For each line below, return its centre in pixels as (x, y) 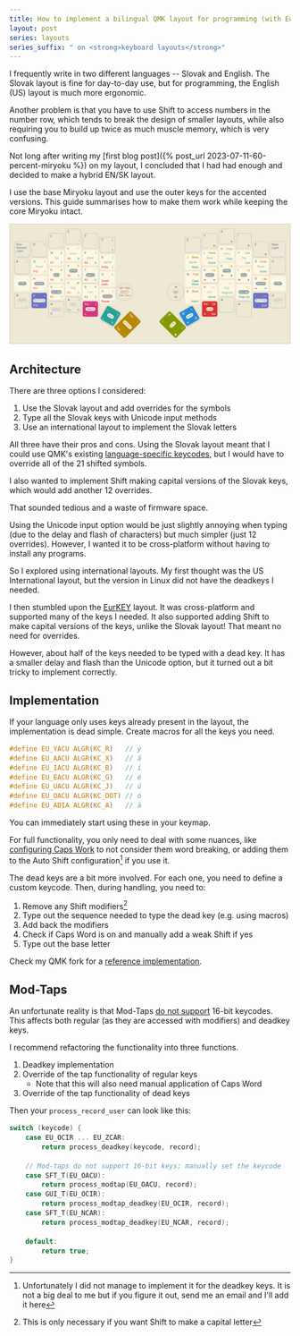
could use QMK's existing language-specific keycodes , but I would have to (146, 454)
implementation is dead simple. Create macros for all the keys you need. (142, 731)
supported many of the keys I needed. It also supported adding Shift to (139, 617)
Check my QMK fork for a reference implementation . (106, 961)
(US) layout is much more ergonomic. (78, 93)
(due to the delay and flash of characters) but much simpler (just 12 (133, 535)
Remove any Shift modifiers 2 (75, 906)
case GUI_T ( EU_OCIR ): (65, 1195)
